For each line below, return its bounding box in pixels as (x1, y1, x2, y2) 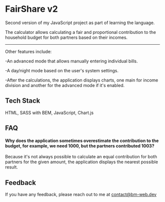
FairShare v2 (5, 3, 58, 15)
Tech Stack (5, 97, 40, 105)
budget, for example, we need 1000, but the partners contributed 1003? (5, 143, 155, 148)
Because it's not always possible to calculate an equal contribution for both (5, 154, 157, 160)
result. (5, 164, 18, 170)
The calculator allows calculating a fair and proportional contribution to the (5, 29, 156, 35)
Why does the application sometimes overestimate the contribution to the (5, 138, 159, 144)
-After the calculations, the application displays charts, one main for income (5, 77, 159, 83)
